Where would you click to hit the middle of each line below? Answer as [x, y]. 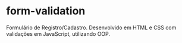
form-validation [46, 11]
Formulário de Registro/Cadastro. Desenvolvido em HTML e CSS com [91, 27]
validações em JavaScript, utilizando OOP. [58, 33]
